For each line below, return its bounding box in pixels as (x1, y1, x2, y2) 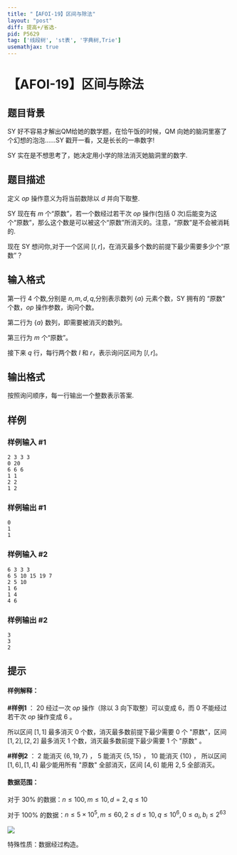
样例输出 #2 (7, 615, 48, 625)
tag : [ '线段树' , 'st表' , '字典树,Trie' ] (7, 37, 122, 44)
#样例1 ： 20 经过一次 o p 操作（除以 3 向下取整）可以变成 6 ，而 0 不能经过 (7, 703, 228, 712)
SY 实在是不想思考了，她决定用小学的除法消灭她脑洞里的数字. (7, 151, 188, 159)
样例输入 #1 (7, 437, 46, 447)
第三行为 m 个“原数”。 (7, 333, 73, 341)
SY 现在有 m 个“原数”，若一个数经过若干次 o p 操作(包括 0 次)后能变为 (7, 209, 211, 218)
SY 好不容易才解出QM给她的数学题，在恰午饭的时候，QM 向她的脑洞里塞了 (7, 127, 228, 135)
